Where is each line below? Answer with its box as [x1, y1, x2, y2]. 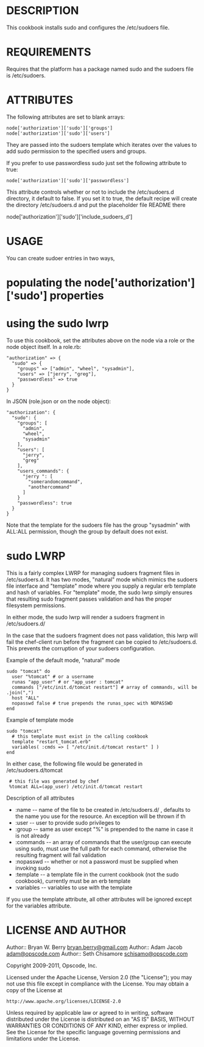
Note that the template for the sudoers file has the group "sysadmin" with [6, 521, 191, 529]
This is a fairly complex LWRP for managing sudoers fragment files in [6, 569, 180, 576]
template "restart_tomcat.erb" [12, 738, 91, 745]
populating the [6, 275, 82, 289]
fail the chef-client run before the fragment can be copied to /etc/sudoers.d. [6, 638, 198, 646]
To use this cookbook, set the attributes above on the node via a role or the [6, 336, 195, 344]
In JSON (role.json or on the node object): [6, 397, 111, 405]
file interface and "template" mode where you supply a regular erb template [6, 582, 196, 590]
